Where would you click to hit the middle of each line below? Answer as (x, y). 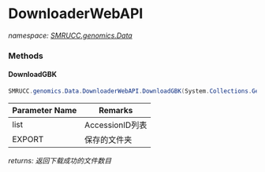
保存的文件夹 (108, 140)
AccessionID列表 (116, 125)
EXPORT (28, 139)
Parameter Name (45, 110)
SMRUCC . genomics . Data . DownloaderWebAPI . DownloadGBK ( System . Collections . (130, 91)
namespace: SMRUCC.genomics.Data (70, 35)
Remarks (116, 110)
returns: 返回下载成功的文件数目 (60, 160)
